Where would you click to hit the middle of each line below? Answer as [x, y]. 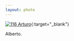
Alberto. [14, 33]
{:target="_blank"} [50, 24]
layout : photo [20, 10]
